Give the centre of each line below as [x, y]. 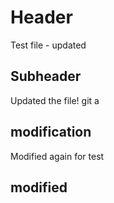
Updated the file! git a [55, 100]
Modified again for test [57, 156]
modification [51, 132]
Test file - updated [48, 45]
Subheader [46, 76]
